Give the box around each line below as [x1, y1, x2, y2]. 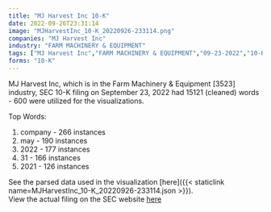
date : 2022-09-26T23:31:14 [8, 19, 99, 27]
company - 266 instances [19, 127, 106, 137]
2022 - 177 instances [19, 144, 90, 154]
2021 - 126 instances [19, 161, 90, 171]
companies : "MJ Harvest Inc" [8, 34, 106, 43]
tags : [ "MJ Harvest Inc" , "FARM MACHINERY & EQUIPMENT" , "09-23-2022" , [8, 49, 248, 57]
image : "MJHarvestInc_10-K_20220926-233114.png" [8, 27, 175, 35]
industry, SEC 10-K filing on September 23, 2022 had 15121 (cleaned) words [8, 87, 260, 97]
